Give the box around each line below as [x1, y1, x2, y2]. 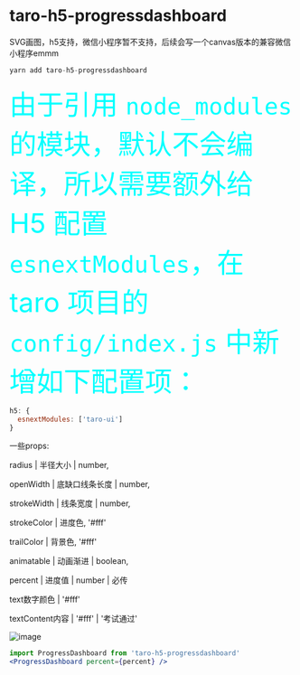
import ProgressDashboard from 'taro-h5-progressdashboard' [9, 649, 241, 658]
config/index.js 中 [9, 324, 253, 359]
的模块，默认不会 [9, 127, 228, 161]
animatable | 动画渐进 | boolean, [9, 556, 129, 567]
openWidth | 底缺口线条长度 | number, [9, 479, 151, 490]
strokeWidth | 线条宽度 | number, [9, 498, 131, 509]
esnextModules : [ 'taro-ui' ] [17, 415, 124, 424]
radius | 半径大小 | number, [9, 460, 109, 471]
